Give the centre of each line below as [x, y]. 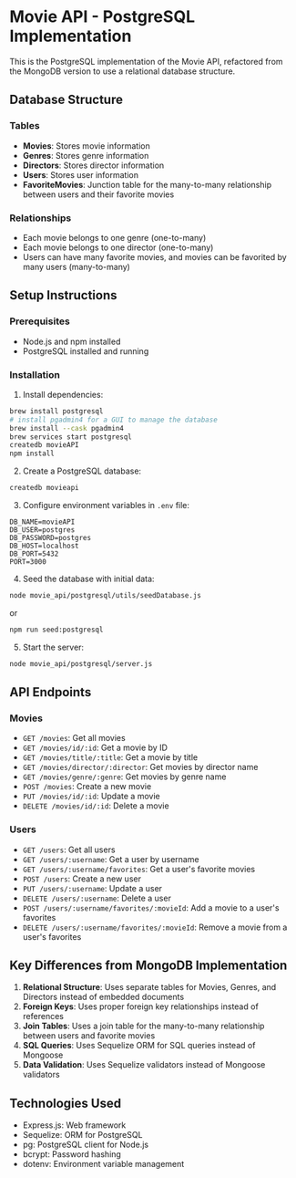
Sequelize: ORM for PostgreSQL [82, 1135]
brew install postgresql [56, 411]
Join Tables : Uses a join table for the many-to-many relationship [143, 1026]
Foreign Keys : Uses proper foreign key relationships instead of [141, 1006]
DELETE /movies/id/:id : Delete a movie [96, 806]
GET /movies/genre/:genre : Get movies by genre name [124, 777]
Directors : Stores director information [93, 165]
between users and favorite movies [89, 1036]
